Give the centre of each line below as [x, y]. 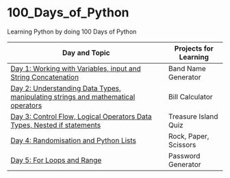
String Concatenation [45, 77]
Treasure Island [193, 116]
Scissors [182, 144]
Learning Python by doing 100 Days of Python [72, 31]
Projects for [194, 48]
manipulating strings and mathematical [73, 97]
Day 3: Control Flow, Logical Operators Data [81, 116]
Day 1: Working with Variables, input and [76, 68]
